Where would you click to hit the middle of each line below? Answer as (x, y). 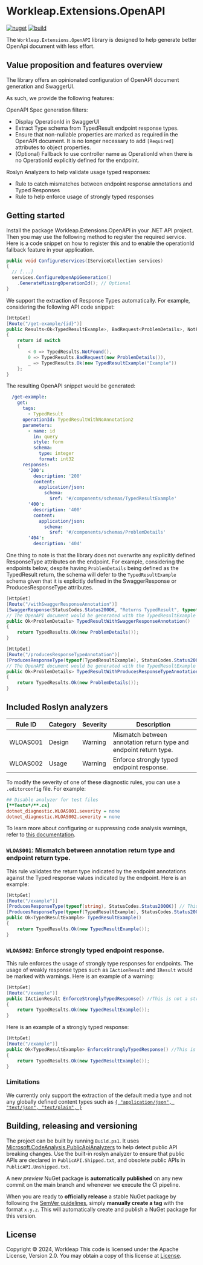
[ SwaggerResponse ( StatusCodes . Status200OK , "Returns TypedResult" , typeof (102, 610)
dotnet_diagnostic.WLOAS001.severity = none (63, 811)
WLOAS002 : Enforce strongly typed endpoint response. (85, 950)
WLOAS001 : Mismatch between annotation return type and (91, 850)
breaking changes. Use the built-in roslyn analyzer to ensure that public (95, 1153)
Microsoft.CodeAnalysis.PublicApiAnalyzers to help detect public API (92, 1147)
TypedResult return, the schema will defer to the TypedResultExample (91, 575)
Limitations (23, 1082)
